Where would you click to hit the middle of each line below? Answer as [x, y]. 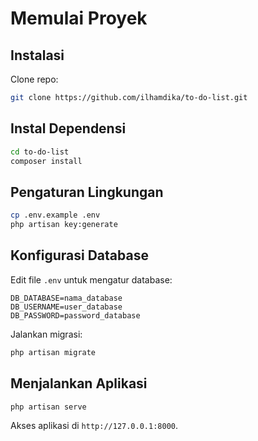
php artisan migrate [53, 352]
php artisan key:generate [64, 225]
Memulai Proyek [79, 18]
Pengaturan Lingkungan [87, 192]
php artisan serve [48, 407]
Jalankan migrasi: [46, 334]
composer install [46, 161]
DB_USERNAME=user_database [66, 307]
